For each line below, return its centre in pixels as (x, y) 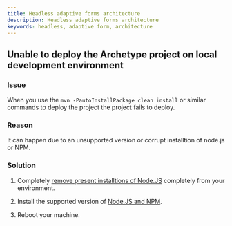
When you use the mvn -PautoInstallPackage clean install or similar (106, 100)
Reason (20, 125)
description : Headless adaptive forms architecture (83, 20)
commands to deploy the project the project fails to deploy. (91, 107)
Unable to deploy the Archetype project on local (112, 54)
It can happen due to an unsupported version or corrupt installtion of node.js (116, 140)
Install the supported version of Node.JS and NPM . (89, 201)
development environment (66, 65)
